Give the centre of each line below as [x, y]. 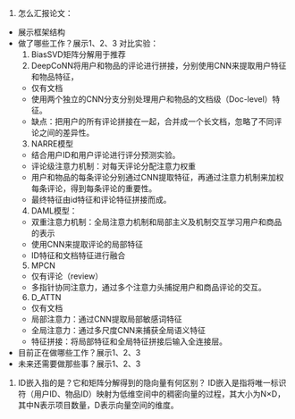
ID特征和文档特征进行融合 [78, 256]
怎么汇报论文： [45, 13]
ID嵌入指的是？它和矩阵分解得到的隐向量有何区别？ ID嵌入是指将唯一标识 [152, 383]
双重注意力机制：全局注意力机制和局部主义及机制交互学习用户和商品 [156, 222]
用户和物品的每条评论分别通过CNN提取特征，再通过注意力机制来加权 [157, 177]
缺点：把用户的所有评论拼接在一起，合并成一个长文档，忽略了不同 [152, 122]
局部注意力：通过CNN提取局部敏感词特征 [106, 319]
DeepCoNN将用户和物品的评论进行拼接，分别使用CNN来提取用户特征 [159, 66]
